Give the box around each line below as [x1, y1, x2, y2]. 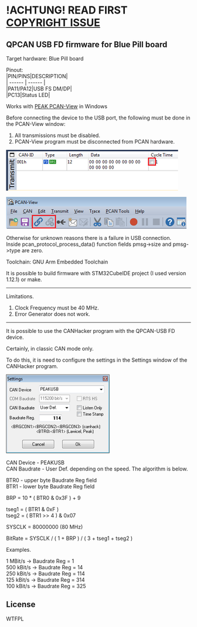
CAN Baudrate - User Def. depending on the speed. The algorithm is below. [6, 465, 188, 472]
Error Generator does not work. [14, 311, 91, 318]
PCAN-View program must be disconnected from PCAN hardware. [14, 138, 175, 145]
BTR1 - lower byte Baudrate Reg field [6, 483, 95, 490]
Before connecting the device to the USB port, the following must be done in [6, 114, 191, 121]
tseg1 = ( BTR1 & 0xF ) [6, 506, 59, 512]
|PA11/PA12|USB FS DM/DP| [6, 85, 72, 92]
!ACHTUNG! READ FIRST [6, 4, 128, 17]
